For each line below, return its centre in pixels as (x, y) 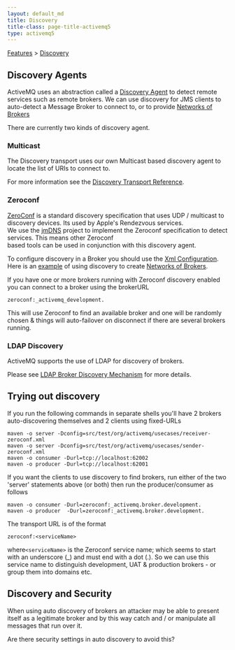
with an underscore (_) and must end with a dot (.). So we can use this (108, 557)
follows (17, 492)
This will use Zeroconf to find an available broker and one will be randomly (115, 312)
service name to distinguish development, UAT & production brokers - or (112, 564)
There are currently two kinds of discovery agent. (79, 128)
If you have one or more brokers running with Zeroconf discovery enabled (114, 280)
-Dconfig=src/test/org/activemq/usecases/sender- (131, 446)
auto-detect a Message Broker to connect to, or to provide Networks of (110, 107)
